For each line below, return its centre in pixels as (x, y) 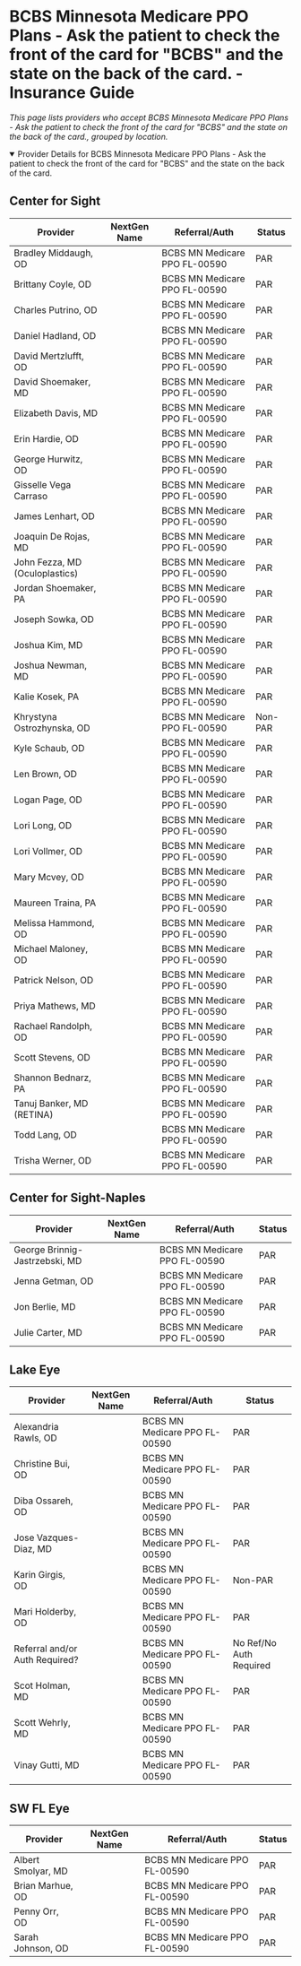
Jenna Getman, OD (54, 1281)
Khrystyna (35, 716)
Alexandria (36, 1427)
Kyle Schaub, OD (49, 748)
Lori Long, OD (43, 825)
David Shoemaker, (52, 381)
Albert (27, 1860)
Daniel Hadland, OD (55, 335)
